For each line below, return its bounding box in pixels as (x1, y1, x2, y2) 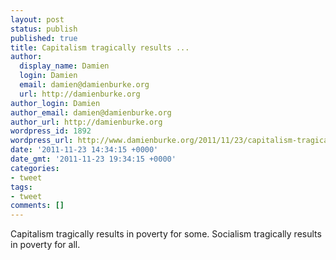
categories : (10, 163, 60, 173)
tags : (10, 182, 33, 192)
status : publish (10, 24, 78, 34)
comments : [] (10, 201, 65, 211)
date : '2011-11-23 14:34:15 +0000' (10, 145, 159, 155)
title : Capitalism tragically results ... (10, 42, 190, 53)
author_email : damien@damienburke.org (10, 107, 172, 118)
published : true (10, 33, 78, 43)
